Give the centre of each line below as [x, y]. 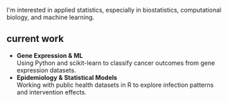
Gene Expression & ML [50, 55]
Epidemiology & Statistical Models [67, 77]
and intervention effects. [52, 92]
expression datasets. [46, 70]
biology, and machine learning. [51, 17]
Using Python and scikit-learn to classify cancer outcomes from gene [116, 63]
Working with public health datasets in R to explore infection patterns [115, 85]
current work [35, 39]
